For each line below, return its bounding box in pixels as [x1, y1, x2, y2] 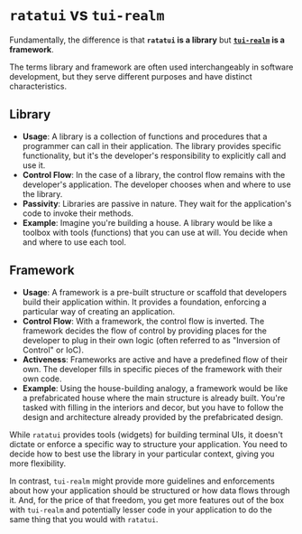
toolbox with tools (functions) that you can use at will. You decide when [22, 227, 288, 238]
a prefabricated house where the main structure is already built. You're [22, 392, 286, 403]
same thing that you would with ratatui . [9, 513, 159, 524]
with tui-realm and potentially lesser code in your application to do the [9, 504, 272, 515]
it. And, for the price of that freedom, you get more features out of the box [9, 494, 285, 505]
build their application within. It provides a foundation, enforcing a [22, 296, 268, 307]
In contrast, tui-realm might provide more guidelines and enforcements [9, 475, 275, 486]
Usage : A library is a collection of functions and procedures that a [22, 131, 268, 142]
